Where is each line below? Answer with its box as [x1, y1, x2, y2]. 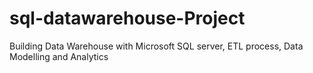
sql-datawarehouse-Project [9, 7, 246, 30]
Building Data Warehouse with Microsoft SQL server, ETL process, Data [9, 40, 304, 52]
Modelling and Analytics [9, 50, 109, 62]
